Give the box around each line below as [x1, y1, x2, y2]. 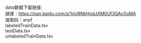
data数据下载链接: [5, 4, 42, 10]
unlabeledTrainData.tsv [5, 33, 53, 39]
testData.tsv [5, 28, 30, 33]
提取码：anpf [5, 17, 33, 22]
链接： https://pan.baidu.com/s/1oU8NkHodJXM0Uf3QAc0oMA [5, 10, 136, 16]
